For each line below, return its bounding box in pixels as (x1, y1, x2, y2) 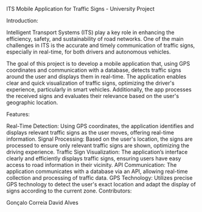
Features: (6, 111, 30, 118)
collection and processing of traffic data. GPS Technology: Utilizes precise (6, 174, 193, 182)
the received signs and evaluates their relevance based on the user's (6, 93, 179, 99)
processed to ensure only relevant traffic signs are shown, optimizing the (6, 142, 190, 149)
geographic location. (6, 99, 58, 106)
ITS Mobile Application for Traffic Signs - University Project (6, 5, 155, 12)
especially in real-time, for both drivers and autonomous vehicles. (6, 48, 171, 55)
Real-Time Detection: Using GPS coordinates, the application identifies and (6, 122, 194, 130)
